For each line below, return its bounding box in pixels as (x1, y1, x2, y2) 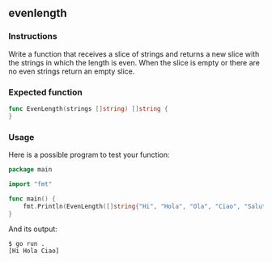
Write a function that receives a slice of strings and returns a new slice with (8, 49, 260, 59)
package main (8, 166, 53, 174)
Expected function (8, 87, 83, 98)
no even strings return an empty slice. (8, 66, 135, 76)
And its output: (8, 224, 58, 234)
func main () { (8, 194, 57, 203)
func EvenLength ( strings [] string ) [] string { (8, 104, 168, 112)
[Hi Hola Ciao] (8, 247, 60, 256)
